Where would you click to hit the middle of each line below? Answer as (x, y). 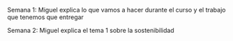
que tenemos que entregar (45, 17)
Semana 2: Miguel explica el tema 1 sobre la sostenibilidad (91, 30)
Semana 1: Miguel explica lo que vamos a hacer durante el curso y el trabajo (116, 10)
